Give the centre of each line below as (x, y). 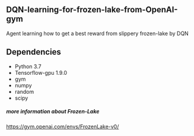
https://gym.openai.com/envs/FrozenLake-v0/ (63, 126)
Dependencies (34, 52)
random (24, 91)
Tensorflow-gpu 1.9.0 (41, 72)
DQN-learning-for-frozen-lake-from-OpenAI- (92, 10)
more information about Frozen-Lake (53, 112)
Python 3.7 (28, 66)
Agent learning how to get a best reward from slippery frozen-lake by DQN (97, 33)
